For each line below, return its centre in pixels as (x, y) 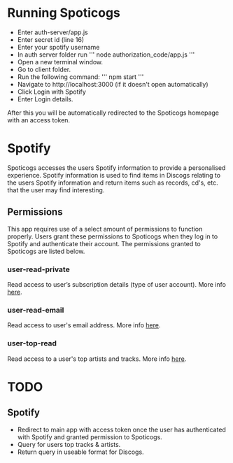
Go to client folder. (44, 69)
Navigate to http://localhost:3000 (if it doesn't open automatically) (113, 84)
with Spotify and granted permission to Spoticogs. (90, 437)
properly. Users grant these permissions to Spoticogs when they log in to (113, 236)
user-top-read (32, 343)
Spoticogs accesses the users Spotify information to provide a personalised (116, 168)
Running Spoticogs (64, 13)
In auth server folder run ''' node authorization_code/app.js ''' (106, 55)
